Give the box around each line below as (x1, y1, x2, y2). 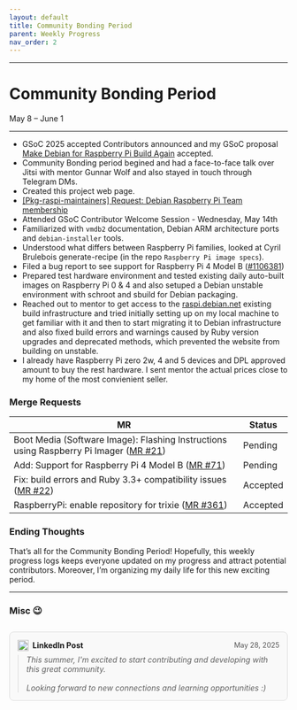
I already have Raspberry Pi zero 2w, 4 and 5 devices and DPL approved (21, 355, 286, 366)
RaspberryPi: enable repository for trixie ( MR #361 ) (13, 499, 228, 512)
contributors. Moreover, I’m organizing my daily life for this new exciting (9, 564, 270, 575)
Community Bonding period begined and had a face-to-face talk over (21, 158, 275, 168)
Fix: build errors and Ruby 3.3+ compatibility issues (13, 474, 227, 486)
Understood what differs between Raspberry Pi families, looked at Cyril (21, 243, 281, 253)
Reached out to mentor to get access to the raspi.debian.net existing (21, 298, 272, 310)
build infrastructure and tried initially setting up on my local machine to (21, 308, 279, 319)
